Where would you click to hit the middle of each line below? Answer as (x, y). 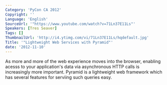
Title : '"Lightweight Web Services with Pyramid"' (59, 42)
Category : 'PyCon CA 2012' (33, 10)
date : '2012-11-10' (26, 47)
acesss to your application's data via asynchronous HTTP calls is (72, 66)
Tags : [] (14, 33)
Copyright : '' (20, 14)
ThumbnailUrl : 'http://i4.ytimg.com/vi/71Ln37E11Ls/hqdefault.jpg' (77, 38)
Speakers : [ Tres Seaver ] (31, 28)
